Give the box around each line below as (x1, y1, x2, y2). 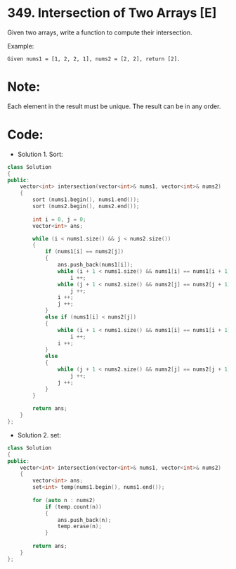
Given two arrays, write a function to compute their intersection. (7, 28, 192, 37)
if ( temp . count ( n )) (44, 503, 102, 511)
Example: (7, 41, 34, 50)
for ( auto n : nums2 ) (32, 497, 96, 504)
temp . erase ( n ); (57, 523, 102, 530)
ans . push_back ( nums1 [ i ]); (57, 262, 133, 269)
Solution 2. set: (17, 430, 62, 439)
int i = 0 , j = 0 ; (32, 216, 86, 223)
